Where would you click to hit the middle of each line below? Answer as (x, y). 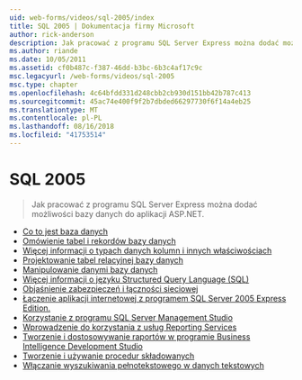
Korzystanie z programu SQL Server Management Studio (128, 317)
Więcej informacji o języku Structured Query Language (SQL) (136, 279)
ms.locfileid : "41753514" (58, 135)
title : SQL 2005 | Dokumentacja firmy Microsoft (102, 26)
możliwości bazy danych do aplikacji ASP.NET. (118, 213)
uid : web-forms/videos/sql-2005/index (82, 18)
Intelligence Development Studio (83, 346)
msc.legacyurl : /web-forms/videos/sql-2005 (92, 77)
